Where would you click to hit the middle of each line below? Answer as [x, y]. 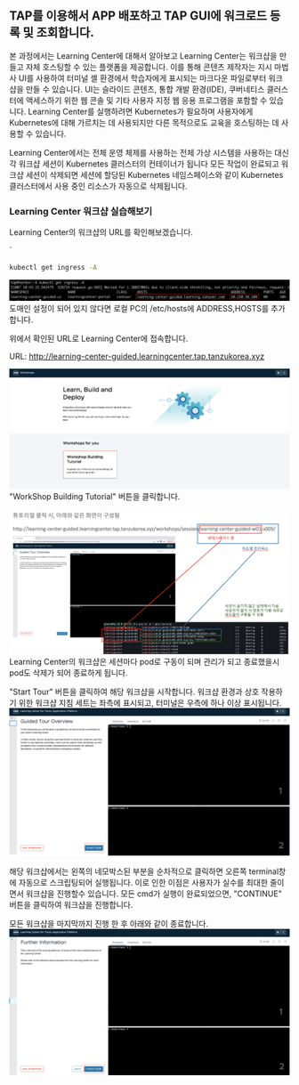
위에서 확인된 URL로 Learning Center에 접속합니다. [99, 339]
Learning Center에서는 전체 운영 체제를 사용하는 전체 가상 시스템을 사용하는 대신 [149, 152]
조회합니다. [65, 32]
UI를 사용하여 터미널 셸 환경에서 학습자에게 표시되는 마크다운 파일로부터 [142, 77]
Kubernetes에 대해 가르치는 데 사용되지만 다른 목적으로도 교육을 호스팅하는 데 [144, 122]
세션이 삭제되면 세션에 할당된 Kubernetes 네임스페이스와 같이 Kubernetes [154, 174]
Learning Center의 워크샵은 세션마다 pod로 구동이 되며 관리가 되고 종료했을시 [145, 662]
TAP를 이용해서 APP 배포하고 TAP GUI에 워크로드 [138, 16]
